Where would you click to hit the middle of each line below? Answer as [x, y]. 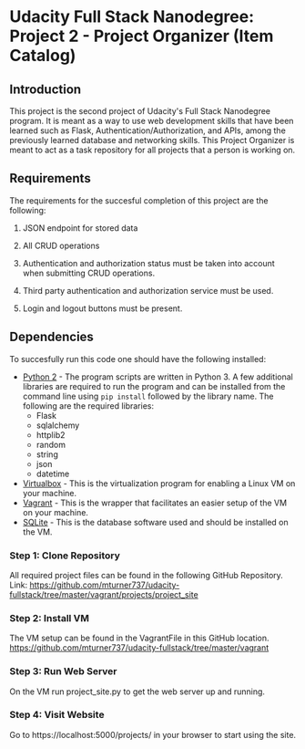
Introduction [46, 89]
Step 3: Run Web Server [63, 671]
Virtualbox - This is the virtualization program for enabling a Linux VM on [159, 483]
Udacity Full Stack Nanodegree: [132, 17]
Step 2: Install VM [49, 618]
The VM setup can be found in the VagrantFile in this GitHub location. [139, 638]
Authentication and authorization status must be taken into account [148, 263]
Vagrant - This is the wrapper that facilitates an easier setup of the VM [155, 503]
